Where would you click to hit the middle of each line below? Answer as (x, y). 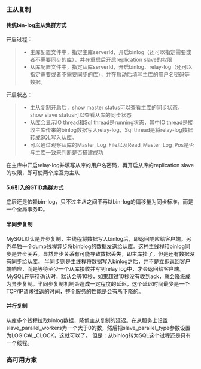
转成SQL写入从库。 (54, 137)
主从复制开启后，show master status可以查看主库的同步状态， (106, 108)
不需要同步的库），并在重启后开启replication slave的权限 (103, 60)
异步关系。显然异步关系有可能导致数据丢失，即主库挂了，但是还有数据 (103, 253)
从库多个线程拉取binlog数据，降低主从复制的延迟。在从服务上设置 (87, 320)
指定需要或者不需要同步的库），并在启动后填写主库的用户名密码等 (110, 75)
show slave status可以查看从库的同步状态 (81, 115)
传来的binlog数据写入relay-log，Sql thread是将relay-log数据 (119, 130)
